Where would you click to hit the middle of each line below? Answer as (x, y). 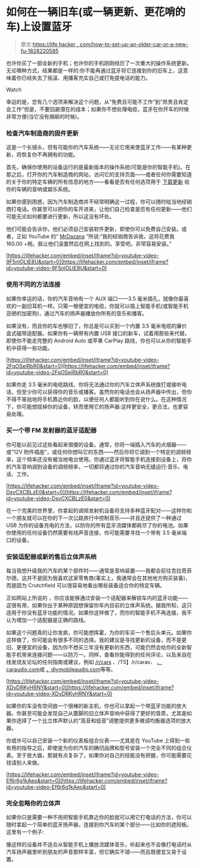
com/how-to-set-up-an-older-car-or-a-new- (134, 44)
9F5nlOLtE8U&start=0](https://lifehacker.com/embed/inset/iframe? (88, 262)
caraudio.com (23, 669)
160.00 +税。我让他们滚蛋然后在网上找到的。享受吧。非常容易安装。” (89, 244)
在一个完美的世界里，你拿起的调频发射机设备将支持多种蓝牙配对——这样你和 (99, 510)
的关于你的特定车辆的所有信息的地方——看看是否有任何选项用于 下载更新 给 (98, 182)
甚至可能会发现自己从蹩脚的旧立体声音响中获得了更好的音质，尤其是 (104, 714)
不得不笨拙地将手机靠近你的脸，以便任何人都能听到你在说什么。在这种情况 (96, 399)
